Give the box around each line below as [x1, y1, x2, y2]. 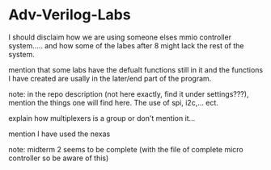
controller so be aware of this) [8, 153, 109, 163]
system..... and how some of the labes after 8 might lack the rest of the [8, 40, 244, 50]
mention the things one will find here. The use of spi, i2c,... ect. [8, 97, 218, 107]
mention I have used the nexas [8, 129, 111, 139]
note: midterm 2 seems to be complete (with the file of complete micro [8, 144, 244, 154]
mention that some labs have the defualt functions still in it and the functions [8, 64, 264, 74]
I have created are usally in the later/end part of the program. [8, 73, 212, 83]
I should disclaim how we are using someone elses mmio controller [8, 32, 232, 42]
